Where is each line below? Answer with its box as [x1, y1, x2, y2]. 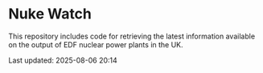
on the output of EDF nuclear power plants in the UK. [8, 39, 183, 49]
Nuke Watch [8, 5, 92, 23]
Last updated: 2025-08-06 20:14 [8, 55, 118, 65]
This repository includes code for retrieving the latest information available [8, 31, 256, 41]
